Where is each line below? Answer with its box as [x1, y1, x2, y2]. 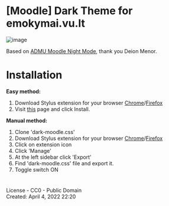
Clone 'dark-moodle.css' [14, 128, 75, 135]
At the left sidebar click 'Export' [14, 153, 92, 161]
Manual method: [6, 117, 47, 124]
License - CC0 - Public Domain [6, 187, 82, 194]
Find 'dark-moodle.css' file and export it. [14, 159, 114, 166]
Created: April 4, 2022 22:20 [6, 193, 76, 200]
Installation [6, 68, 63, 82]
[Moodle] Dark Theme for [6, 4, 133, 18]
